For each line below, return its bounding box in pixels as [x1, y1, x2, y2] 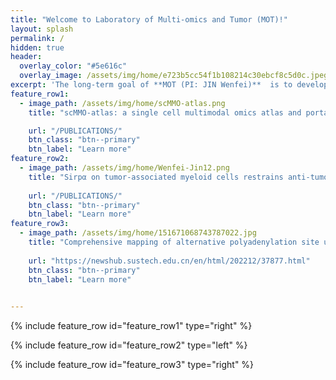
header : [10, 52, 43, 62]
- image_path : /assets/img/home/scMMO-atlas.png [19, 98, 226, 108]
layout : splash [10, 24, 74, 34]
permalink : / [10, 33, 65, 43]
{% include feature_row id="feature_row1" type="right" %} [10, 320, 253, 332]
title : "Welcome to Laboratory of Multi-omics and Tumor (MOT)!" [10, 14, 288, 25]
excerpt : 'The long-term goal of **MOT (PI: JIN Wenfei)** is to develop [10, 80, 329, 90]
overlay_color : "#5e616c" [19, 61, 128, 71]
